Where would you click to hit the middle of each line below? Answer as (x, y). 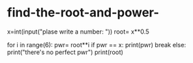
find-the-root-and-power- (83, 13)
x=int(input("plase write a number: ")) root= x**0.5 (78, 32)
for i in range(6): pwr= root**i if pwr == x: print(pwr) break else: (96, 45)
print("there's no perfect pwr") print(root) (65, 52)
